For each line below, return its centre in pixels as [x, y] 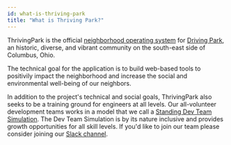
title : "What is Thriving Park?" [56, 20]
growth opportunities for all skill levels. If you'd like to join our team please [113, 126]
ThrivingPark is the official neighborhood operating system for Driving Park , [116, 40]
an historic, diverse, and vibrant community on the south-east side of [106, 47]
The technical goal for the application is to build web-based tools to [104, 68]
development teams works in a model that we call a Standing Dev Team [110, 112]
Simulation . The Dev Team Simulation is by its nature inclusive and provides [115, 119]
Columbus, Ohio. [31, 55]
